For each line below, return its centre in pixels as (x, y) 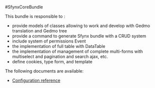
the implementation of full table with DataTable (59, 46)
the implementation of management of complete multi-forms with (77, 51)
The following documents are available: (44, 71)
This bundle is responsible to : (35, 16)
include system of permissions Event (49, 41)
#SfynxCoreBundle (24, 7)
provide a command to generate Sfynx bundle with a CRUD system (79, 36)
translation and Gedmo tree (39, 31)
